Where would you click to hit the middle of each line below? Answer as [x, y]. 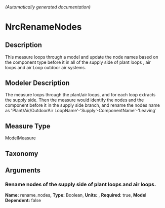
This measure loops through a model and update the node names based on [82, 57]
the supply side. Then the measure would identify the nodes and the [75, 100]
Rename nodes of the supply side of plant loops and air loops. [81, 184]
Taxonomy [22, 153]
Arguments [23, 170]
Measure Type [28, 126]
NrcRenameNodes [43, 27]
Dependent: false [23, 201]
